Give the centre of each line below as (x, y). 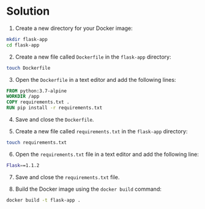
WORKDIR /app (23, 97)
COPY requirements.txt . (38, 102)
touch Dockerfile (28, 68)
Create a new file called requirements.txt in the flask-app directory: (101, 131)
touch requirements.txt (37, 143)
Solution (28, 11)
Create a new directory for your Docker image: (74, 28)
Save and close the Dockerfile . (54, 120)
